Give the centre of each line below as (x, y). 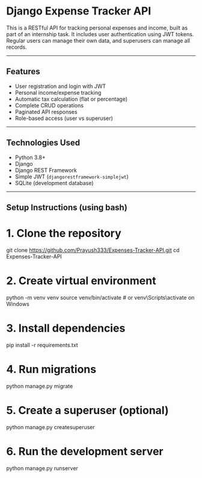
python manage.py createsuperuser (50, 427)
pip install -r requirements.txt (42, 345)
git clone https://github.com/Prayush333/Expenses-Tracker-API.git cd (93, 250)
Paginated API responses (46, 112)
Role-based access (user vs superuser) (64, 118)
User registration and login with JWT (60, 86)
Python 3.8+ (30, 157)
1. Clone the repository (64, 234)
